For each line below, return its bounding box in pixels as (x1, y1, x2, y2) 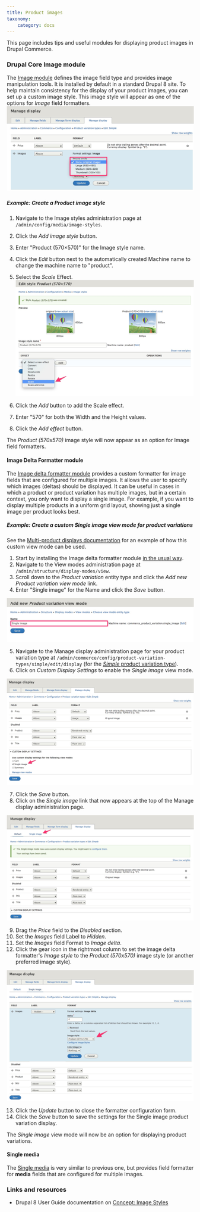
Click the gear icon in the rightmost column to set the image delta (15, 946, 176, 953)
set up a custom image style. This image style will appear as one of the (7, 93, 180, 100)
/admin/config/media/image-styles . (15, 220, 103, 228)
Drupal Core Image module (7, 60, 85, 69)
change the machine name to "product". (15, 262, 113, 269)
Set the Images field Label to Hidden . (15, 933, 106, 940)
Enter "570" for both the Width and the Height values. (15, 414, 147, 421)
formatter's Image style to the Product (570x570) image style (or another (15, 952, 194, 959)
